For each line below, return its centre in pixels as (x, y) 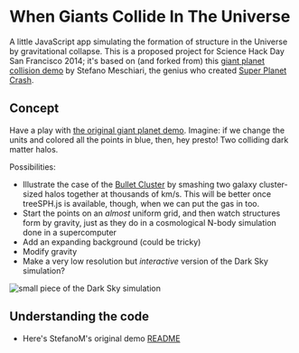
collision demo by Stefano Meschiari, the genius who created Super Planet (148, 70)
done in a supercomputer (70, 232)
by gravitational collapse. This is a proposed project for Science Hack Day (147, 51)
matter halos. (34, 149)
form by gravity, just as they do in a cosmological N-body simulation (149, 222)
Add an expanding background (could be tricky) (112, 242)
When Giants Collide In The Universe (150, 17)
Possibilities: (33, 167)
